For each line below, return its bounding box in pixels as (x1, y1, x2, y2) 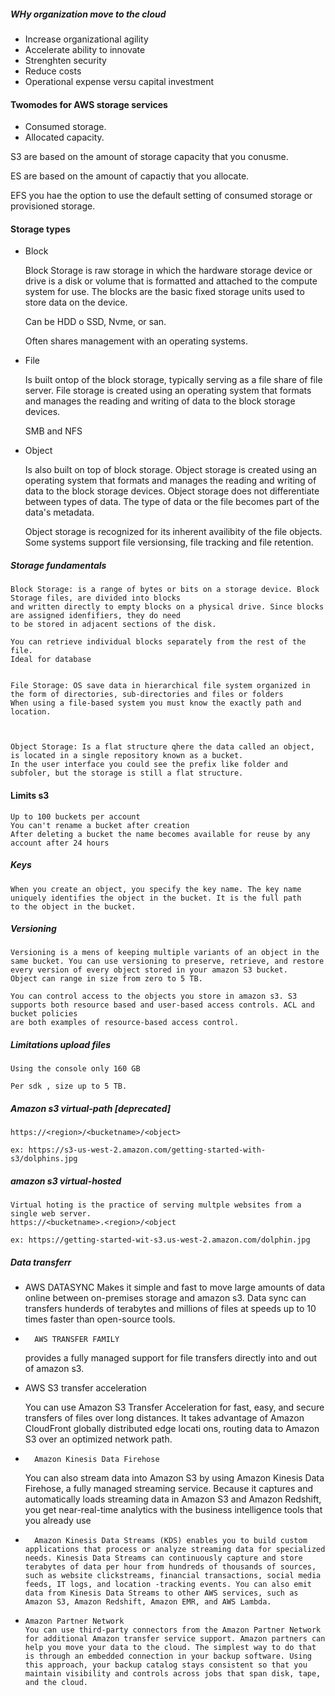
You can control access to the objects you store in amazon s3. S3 (10, 991, 298, 1002)
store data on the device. (24, 296, 128, 309)
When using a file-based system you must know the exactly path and (10, 698, 302, 709)
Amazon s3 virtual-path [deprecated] (10, 1103, 172, 1115)
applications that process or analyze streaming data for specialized (24, 1545, 326, 1555)
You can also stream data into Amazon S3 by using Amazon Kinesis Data (24, 1472, 325, 1484)
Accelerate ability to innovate (24, 43, 146, 55)
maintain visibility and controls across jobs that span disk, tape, (24, 1669, 322, 1679)
